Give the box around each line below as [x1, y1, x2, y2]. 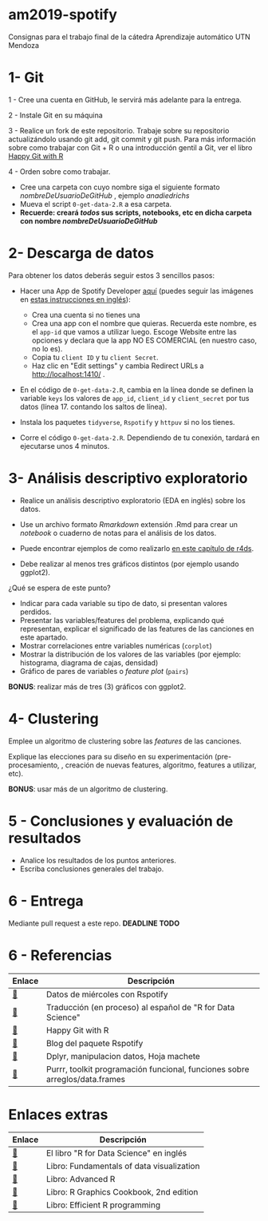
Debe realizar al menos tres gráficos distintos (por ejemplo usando [19, 559, 239, 569]
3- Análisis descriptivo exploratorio [8, 470, 248, 487]
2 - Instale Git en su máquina [8, 110, 104, 120]
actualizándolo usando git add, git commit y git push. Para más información [8, 134, 257, 144]
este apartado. [19, 632, 69, 642]
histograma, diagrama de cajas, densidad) [19, 657, 159, 668]
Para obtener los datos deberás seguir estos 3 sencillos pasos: [8, 270, 215, 280]
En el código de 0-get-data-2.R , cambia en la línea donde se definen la [19, 385, 254, 394]
